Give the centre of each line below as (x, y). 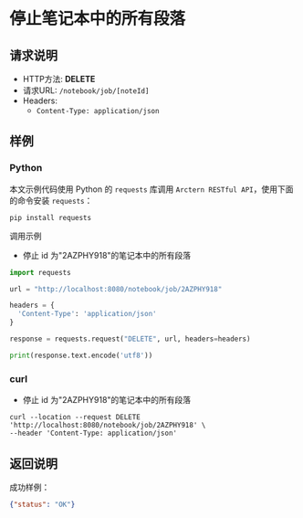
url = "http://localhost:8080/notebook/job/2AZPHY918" (116, 289)
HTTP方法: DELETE (59, 79)
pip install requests (51, 217)
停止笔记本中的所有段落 (98, 19)
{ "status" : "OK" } (42, 504)
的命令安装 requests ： (51, 200)
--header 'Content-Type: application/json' (94, 433)
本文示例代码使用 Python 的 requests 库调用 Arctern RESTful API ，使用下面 (151, 189)
